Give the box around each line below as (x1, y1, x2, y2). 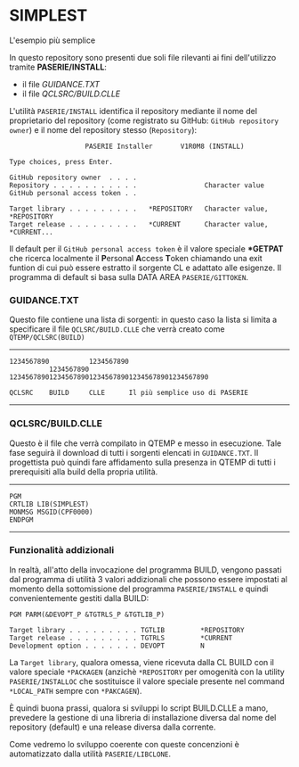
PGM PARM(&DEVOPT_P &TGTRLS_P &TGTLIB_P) (9, 610, 166, 619)
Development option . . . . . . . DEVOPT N (9, 641, 205, 650)
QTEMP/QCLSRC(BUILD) (9, 334, 86, 342)
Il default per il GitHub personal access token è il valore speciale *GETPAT (9, 243, 284, 254)
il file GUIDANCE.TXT (21, 78, 101, 89)
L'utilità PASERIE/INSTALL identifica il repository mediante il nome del (9, 105, 258, 116)
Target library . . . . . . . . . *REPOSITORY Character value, (9, 204, 269, 213)
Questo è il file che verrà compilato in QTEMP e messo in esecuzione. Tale (9, 438, 282, 449)
